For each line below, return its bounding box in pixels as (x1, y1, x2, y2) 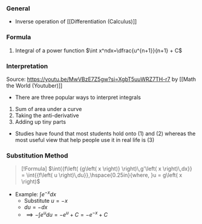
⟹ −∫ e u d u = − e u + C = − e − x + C (26, 210, 108, 218)
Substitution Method (6, 151, 68, 159)
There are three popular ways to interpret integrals (15, 94, 141, 101)
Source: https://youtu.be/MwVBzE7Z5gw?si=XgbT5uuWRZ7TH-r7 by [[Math (6, 75, 197, 83)
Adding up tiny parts (15, 118, 67, 125)
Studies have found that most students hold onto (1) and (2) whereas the (15, 130, 196, 137)
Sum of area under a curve (15, 105, 82, 112)
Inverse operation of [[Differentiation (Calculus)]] (15, 18, 137, 25)
